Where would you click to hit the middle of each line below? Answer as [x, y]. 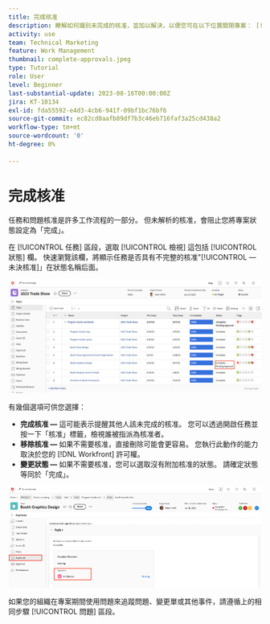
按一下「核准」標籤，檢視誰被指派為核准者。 [94, 433]
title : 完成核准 [33, 17]
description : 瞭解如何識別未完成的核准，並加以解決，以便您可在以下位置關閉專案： [131, 25]
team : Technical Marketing [53, 43]
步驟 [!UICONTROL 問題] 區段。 [67, 611]
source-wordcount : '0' [46, 136]
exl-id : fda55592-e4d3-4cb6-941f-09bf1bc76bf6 [88, 110]
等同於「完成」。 [47, 474]
